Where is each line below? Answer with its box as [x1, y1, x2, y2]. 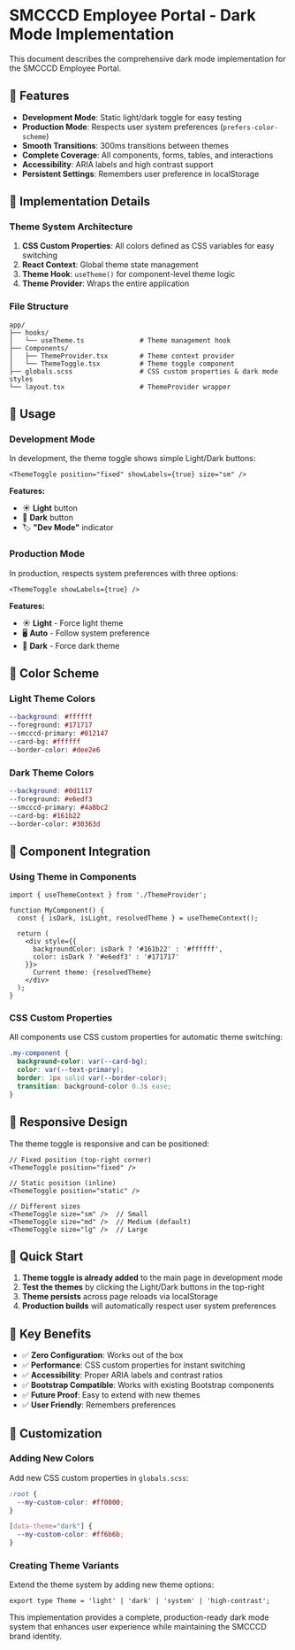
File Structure [9, 300, 69, 312]
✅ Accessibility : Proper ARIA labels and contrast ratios [21, 1369, 223, 1381]
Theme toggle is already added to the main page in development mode [21, 1272, 284, 1284]
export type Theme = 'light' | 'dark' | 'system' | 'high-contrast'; [9, 1597, 271, 1606]
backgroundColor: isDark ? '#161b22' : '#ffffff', [32, 945, 223, 954]
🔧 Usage [9, 406, 56, 421]
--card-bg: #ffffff [9, 737, 81, 746]
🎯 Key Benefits [9, 1326, 92, 1341]
